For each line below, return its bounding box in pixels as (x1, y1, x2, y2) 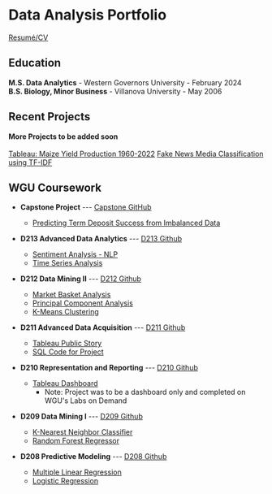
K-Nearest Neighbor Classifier (32, 427, 133, 437)
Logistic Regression (32, 476, 99, 486)
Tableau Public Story (32, 339, 102, 349)
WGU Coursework (8, 180, 101, 194)
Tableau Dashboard (32, 379, 99, 388)
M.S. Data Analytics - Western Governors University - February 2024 (8, 77, 242, 87)
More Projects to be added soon (8, 132, 119, 141)
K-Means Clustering (32, 307, 99, 317)
